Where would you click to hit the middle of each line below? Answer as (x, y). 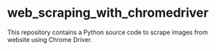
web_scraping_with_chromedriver (108, 13)
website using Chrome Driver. (50, 39)
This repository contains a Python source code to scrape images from (108, 32)
